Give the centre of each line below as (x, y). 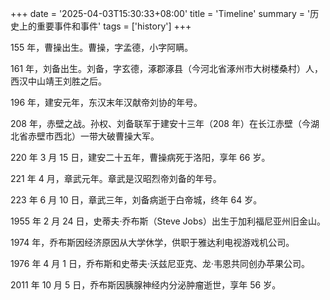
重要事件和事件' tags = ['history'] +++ (114, 26)
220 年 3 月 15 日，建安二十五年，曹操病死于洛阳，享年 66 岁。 (140, 157)
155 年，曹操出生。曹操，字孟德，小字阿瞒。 (102, 47)
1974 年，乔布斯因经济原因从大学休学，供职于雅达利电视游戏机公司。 (152, 242)
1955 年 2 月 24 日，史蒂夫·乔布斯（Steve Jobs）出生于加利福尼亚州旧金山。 (168, 221)
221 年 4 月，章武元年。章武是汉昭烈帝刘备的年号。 (116, 178)
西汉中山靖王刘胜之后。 (58, 81)
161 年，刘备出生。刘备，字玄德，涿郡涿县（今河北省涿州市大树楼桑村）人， (167, 68)
